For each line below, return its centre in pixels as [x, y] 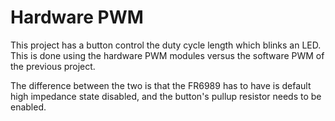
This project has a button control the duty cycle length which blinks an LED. [166, 45]
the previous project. [53, 66]
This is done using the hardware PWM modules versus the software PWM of [167, 55]
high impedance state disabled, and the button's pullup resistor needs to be [166, 96]
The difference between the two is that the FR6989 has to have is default [161, 85]
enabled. [28, 107]
